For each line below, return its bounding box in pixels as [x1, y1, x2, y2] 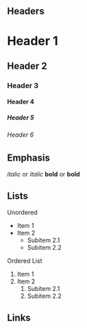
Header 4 [7, 97, 34, 106]
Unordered [7, 209, 38, 217]
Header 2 [7, 60, 48, 71]
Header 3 [7, 80, 39, 90]
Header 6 [7, 130, 34, 139]
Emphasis [7, 152, 50, 164]
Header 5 [7, 113, 34, 122]
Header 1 [7, 33, 58, 49]
